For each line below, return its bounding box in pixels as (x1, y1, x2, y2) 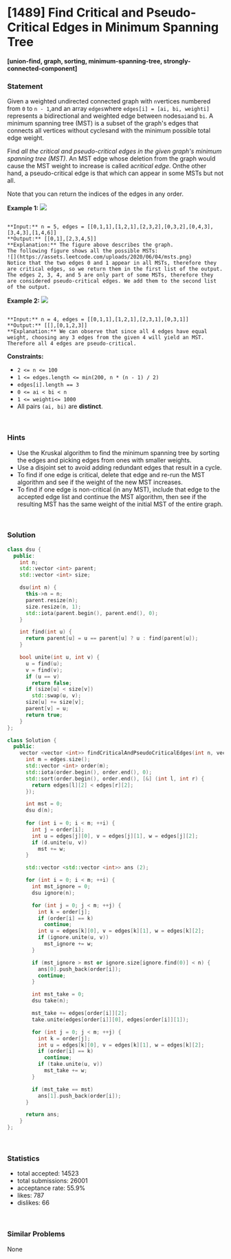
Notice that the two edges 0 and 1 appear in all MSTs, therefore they (7, 260, 217, 267)
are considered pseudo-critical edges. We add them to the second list (7, 278, 217, 285)
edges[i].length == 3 (16, 381, 79, 389)
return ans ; (25, 1111, 60, 1118)
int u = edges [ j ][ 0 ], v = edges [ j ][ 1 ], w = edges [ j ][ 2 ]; (32, 832, 199, 839)
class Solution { (7, 736, 57, 744)
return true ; (25, 712, 63, 718)
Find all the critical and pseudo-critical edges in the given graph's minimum (7, 147, 222, 156)
